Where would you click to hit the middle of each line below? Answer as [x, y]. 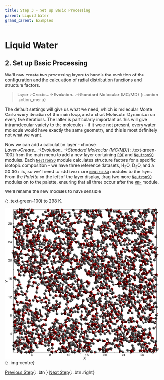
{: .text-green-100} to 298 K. [34, 201]
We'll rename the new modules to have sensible [53, 191]
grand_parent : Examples [29, 20]
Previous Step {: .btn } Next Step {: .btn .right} [50, 372]
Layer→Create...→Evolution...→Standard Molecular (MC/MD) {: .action [88, 95]
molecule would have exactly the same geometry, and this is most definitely [81, 130]
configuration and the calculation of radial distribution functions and [73, 80]
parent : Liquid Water [27, 15]
